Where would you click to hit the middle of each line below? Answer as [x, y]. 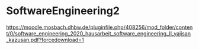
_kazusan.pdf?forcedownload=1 [45, 40]
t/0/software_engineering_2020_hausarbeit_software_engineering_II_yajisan [99, 33]
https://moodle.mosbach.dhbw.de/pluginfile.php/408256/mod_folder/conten [99, 27]
